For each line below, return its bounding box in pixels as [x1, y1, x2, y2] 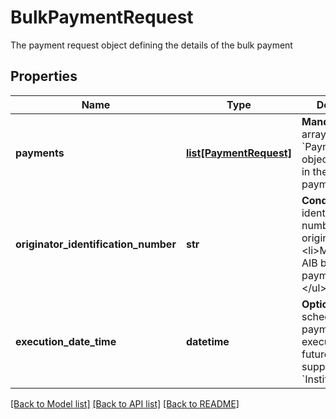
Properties [10, 68, 78, 85]
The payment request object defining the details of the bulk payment [10, 39, 293, 51]
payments [15, 146, 65, 160]
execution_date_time [15, 334, 117, 348]
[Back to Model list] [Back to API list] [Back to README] [10, 397, 240, 410]
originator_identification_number [15, 237, 177, 251]
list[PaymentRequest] [185, 146, 292, 160]
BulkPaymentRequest [10, 6, 194, 29]
